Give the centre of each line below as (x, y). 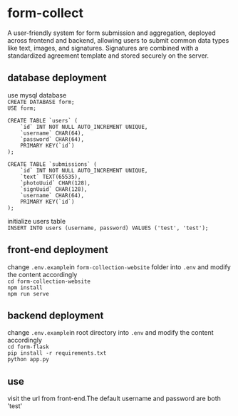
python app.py (29, 360)
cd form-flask (29, 347)
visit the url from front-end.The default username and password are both (114, 399)
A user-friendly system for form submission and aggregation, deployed (112, 33)
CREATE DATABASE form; (41, 102)
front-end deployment (58, 250)
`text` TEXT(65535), (51, 177)
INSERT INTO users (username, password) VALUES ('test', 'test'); (108, 228)
